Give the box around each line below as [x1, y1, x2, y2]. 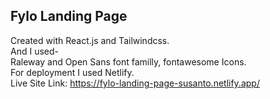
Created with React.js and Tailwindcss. [10, 34, 170, 46]
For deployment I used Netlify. [10, 66, 135, 78]
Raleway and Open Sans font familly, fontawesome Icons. [10, 55, 247, 68]
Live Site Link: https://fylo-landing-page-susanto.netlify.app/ [10, 77, 260, 89]
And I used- [10, 45, 59, 57]
